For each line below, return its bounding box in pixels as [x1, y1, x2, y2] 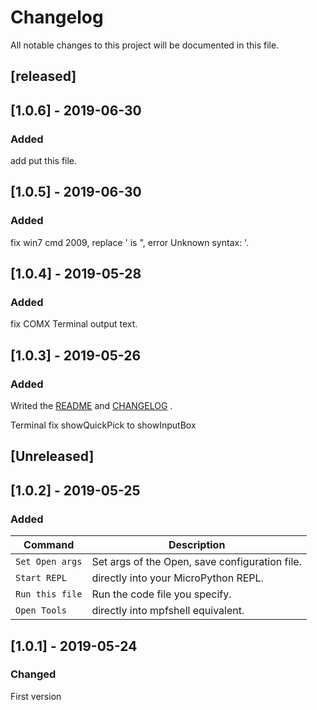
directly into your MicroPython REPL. [91, 571, 264, 585]
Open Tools [15, 605, 67, 616]
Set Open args [15, 556, 83, 568]
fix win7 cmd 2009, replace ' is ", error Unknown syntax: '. [10, 236, 250, 248]
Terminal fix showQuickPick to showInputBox [10, 419, 197, 431]
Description [168, 538, 226, 552]
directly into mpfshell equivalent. [91, 604, 245, 618]
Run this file [15, 589, 83, 600]
